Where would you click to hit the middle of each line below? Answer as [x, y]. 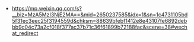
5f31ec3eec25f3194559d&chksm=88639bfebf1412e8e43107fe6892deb [99, 21]
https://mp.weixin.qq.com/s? [47, 8]
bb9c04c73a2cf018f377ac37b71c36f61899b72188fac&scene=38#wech [100, 27]
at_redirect [25, 33]
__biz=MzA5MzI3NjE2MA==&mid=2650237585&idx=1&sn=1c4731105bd [100, 15]
